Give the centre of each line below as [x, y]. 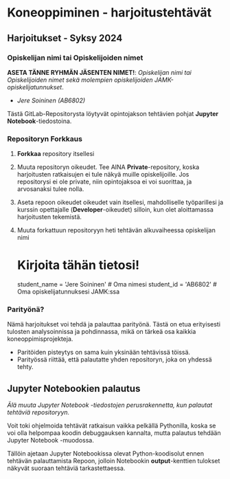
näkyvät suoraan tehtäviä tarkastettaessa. [66, 468]
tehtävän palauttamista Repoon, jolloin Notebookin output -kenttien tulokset [114, 461]
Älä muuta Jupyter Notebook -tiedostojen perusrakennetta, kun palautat [110, 405]
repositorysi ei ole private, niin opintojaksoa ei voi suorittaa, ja [104, 182]
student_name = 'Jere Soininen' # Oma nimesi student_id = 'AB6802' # [117, 285]
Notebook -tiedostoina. [39, 121]
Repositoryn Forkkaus [45, 139]
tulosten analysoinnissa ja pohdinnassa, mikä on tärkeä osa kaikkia [102, 332]
